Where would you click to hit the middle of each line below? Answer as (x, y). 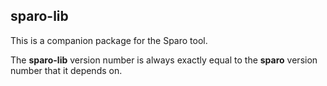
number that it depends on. (66, 70)
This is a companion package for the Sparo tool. (109, 40)
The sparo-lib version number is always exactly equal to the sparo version (164, 60)
